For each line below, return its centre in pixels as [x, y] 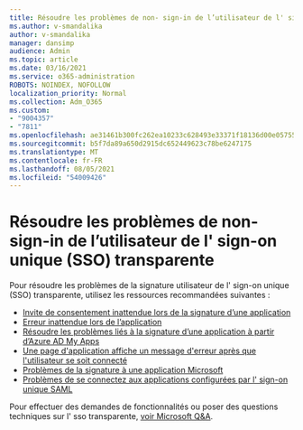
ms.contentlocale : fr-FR [56, 160]
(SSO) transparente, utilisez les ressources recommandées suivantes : [140, 295]
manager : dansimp [42, 43]
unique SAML [47, 389]
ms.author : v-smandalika [56, 26]
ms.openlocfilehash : [48, 136]
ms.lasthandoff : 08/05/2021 [62, 169]
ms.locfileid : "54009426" [58, 177]
